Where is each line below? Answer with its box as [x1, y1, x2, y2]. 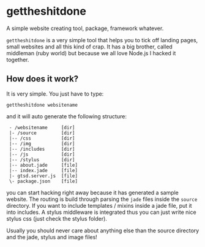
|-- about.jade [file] [9, 162, 78, 168]
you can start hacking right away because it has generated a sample [6, 189, 179, 196]
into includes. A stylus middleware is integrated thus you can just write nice [6, 208, 197, 216]
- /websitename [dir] [9, 124, 75, 131]
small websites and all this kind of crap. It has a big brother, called [6, 43, 173, 50]
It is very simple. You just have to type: [6, 90, 104, 97]
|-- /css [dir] [9, 135, 75, 142]
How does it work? [6, 74, 79, 84]
